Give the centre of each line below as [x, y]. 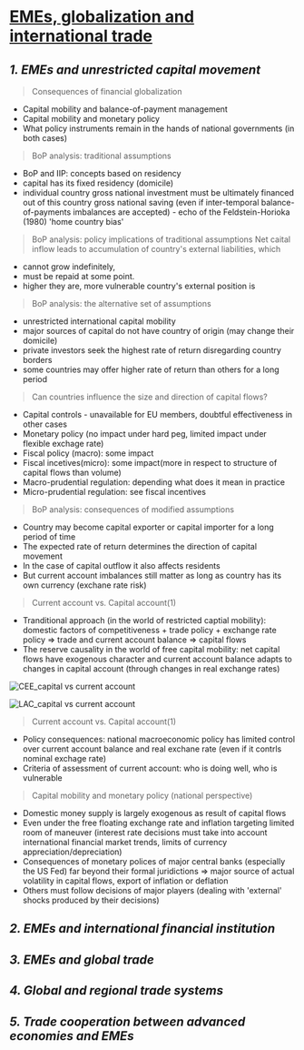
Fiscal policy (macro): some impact [88, 453]
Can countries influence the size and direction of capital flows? [149, 397]
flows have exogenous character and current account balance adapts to [157, 659]
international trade [81, 36]
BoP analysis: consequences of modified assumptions [132, 510]
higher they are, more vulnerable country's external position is [139, 286]
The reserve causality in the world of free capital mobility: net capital [151, 649]
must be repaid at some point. [78, 276]
